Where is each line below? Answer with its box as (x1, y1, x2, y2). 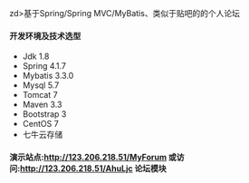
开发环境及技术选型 (9, 30, 81, 41)
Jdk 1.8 (22, 51, 50, 62)
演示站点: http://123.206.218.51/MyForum (9, 151, 168, 162)
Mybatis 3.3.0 (22, 71, 74, 82)
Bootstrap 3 (22, 109, 67, 120)
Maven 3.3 (22, 99, 62, 111)
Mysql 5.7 (22, 80, 60, 91)
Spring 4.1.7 (22, 61, 66, 72)
